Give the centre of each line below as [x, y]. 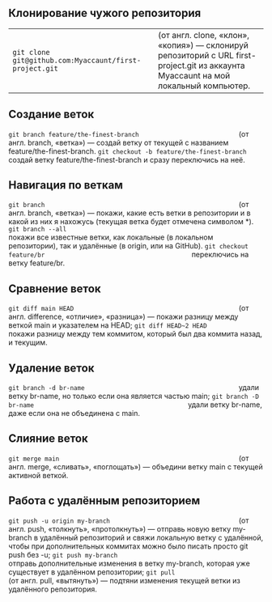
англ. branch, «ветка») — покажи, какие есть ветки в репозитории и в [130, 213]
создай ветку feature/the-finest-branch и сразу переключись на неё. [127, 159]
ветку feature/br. [37, 263]
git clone [31, 52]
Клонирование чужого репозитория [105, 13]
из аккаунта [221, 66]
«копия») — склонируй [203, 45]
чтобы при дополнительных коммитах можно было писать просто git [128, 546]
